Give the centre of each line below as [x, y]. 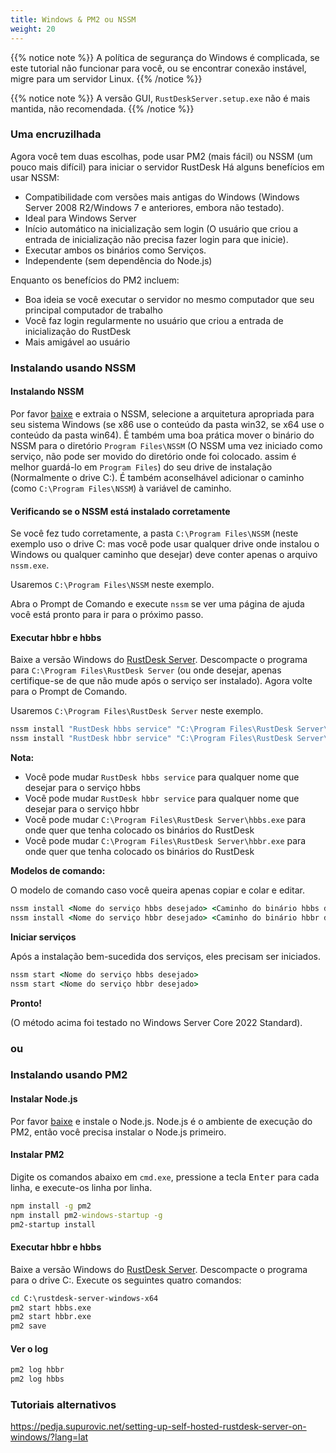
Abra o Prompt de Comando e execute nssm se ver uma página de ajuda [157, 604]
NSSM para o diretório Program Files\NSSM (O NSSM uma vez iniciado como [166, 445]
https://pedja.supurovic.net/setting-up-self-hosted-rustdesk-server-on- [158, 1427]
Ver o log [29, 1348]
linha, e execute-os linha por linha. [81, 1187]
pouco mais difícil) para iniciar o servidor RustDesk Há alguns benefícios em [167, 167]
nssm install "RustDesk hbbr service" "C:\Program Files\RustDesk [151, 739]
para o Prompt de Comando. [69, 692]
